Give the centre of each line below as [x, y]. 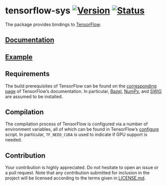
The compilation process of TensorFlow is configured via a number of [77, 124]
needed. [14, 140]
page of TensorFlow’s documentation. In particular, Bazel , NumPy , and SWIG [83, 91]
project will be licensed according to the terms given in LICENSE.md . [75, 178]
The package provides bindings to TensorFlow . [53, 24]
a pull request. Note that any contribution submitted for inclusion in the [78, 173]
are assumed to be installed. [34, 96]
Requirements [27, 74]
